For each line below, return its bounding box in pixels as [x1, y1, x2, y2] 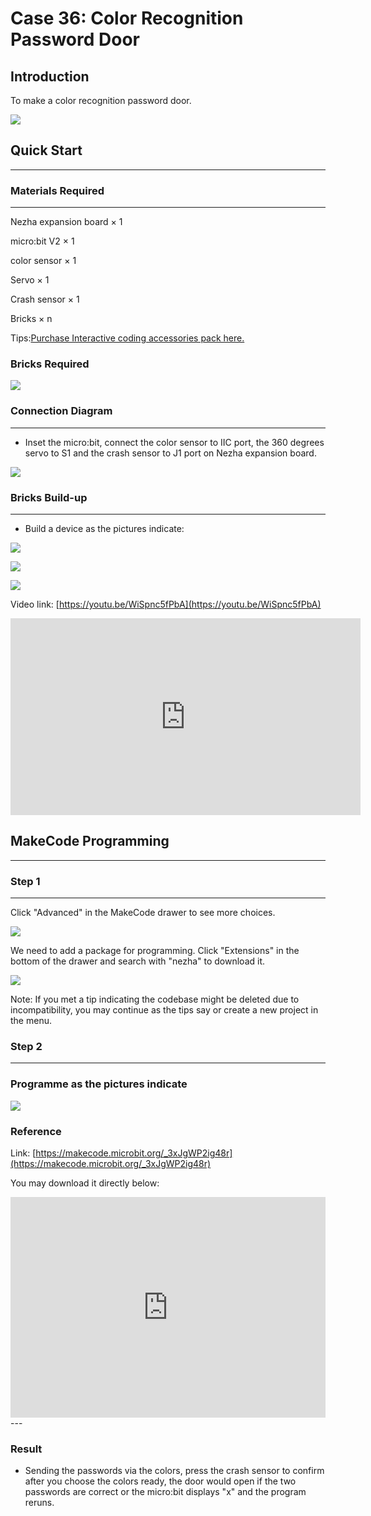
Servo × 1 [10, 274, 50, 286]
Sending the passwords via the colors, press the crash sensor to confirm [24, 1465, 325, 1477]
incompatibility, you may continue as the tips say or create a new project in [10, 1004, 319, 1016]
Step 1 [10, 874, 41, 888]
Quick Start [10, 142, 83, 159]
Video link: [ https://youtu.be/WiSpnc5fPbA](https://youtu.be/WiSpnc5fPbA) [10, 598, 322, 610]
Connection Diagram [10, 404, 113, 418]
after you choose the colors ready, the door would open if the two [24, 1475, 297, 1487]
